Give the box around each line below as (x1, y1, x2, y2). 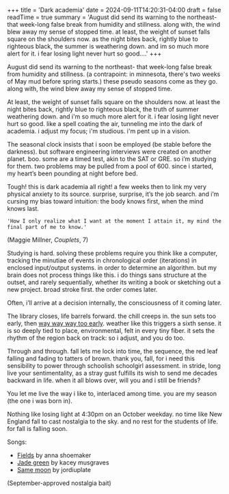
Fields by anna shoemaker (16, 452, 92, 459)
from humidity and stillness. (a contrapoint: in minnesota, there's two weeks (7, 70, 221, 78)
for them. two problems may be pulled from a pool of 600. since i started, (7, 162, 214, 170)
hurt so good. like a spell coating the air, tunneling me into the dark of (7, 120, 203, 127)
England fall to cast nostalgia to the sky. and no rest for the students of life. (7, 417, 219, 425)
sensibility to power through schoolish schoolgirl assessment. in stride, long (7, 362, 221, 369)
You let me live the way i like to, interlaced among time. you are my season (7, 390, 217, 397)
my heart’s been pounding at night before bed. (7, 169, 138, 177)
